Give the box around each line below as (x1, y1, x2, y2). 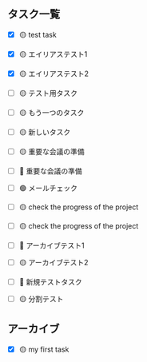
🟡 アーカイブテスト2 (18, 257, 89, 267)
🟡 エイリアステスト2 (18, 69, 89, 78)
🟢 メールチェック (18, 183, 77, 193)
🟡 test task (18, 30, 57, 39)
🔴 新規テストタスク (18, 276, 82, 286)
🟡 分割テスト (18, 294, 64, 304)
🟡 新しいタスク (18, 127, 71, 137)
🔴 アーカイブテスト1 (18, 241, 85, 250)
